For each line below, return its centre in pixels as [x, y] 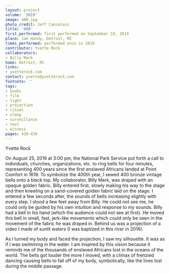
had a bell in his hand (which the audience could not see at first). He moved [85, 213]
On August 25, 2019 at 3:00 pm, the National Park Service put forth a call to [85, 158]
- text [12, 124]
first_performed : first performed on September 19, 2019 [67, 34]
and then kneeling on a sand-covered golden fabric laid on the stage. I [79, 191]
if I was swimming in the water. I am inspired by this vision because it [78, 244]
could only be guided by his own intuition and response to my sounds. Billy [84, 207]
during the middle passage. [34, 266]
